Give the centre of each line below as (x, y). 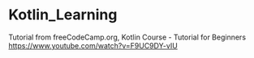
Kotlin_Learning (63, 15)
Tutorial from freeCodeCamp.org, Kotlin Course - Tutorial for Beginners (127, 37)
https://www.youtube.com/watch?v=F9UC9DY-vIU (93, 45)
